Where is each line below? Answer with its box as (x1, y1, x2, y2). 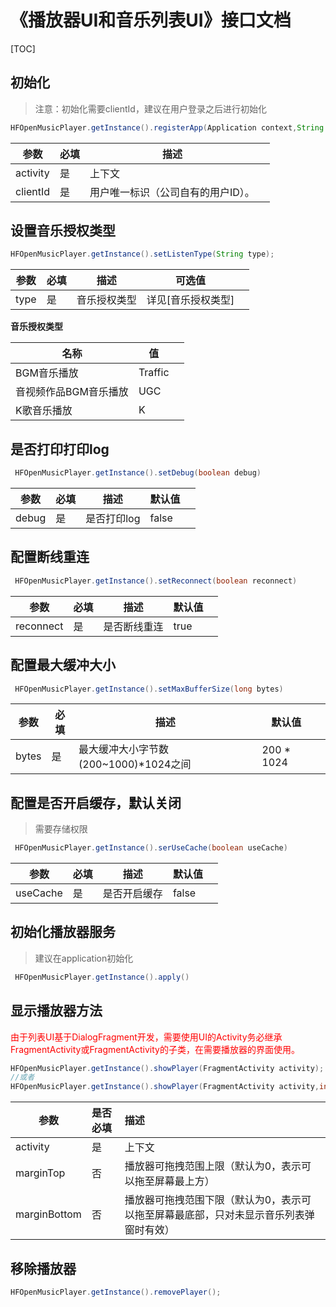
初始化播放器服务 (10, 924, 116, 941)
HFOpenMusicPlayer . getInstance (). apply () (14, 972, 190, 982)
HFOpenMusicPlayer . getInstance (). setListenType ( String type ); (10, 249, 275, 260)
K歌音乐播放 (15, 404, 73, 418)
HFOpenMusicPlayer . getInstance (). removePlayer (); (10, 1287, 222, 1297)
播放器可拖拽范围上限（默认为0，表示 (124, 1159, 302, 1173)
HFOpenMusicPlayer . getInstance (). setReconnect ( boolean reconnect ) (14, 576, 298, 586)
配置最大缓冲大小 (10, 657, 116, 674)
